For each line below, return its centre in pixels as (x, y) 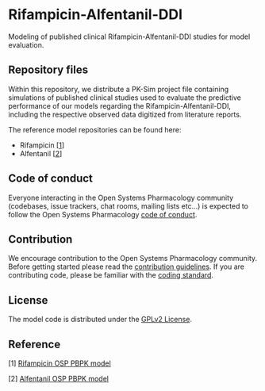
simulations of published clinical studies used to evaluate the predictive (125, 98)
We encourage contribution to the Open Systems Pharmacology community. (133, 259)
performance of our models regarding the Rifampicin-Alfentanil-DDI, (120, 105)
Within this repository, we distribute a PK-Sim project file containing (119, 89)
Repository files (48, 70)
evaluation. (26, 44)
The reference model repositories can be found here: (95, 129)
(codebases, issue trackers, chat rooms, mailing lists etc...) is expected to (128, 206)
